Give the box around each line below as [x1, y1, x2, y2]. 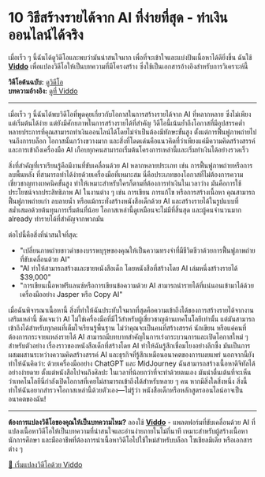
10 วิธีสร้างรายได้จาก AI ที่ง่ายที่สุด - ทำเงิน [8, 9, 228, 27]
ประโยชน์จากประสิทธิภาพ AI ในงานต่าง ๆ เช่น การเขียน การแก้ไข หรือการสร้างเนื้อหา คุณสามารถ [8, 187, 256, 197]
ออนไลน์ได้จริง [8, 26, 84, 44]
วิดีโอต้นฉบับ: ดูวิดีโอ [8, 77, 64, 87]
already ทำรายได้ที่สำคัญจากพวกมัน [8, 214, 105, 223]
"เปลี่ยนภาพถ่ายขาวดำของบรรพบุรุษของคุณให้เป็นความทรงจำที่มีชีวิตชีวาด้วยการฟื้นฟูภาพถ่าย [19, 246, 256, 255]
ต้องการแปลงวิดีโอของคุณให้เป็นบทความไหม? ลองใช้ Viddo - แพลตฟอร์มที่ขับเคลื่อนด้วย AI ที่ [8, 417, 256, 426]
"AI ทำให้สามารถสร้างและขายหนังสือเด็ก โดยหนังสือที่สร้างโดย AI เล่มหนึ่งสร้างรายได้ [19, 263, 238, 272]
